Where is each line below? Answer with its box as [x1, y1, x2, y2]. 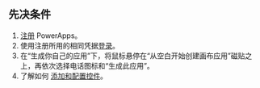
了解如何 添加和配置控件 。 [19, 71, 107, 81]
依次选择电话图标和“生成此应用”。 [41, 61, 155, 70]
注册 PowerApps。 [19, 31, 82, 40]
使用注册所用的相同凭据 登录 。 [19, 40, 120, 50]
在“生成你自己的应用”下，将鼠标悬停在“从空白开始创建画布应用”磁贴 [19, 51, 245, 61]
